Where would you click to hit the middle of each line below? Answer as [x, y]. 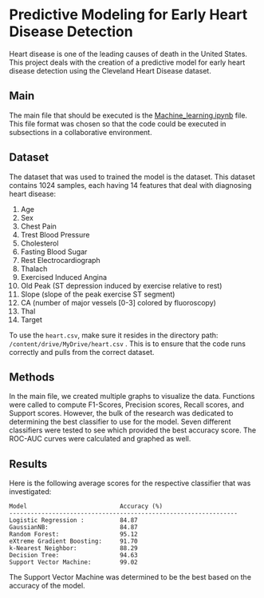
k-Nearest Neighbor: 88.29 [73, 548]
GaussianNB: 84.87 [73, 528]
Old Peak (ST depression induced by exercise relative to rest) [121, 285]
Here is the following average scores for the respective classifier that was [130, 483]
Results [28, 464]
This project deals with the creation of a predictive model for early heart [127, 62]
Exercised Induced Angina [63, 277]
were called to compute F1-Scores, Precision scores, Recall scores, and [127, 405]
